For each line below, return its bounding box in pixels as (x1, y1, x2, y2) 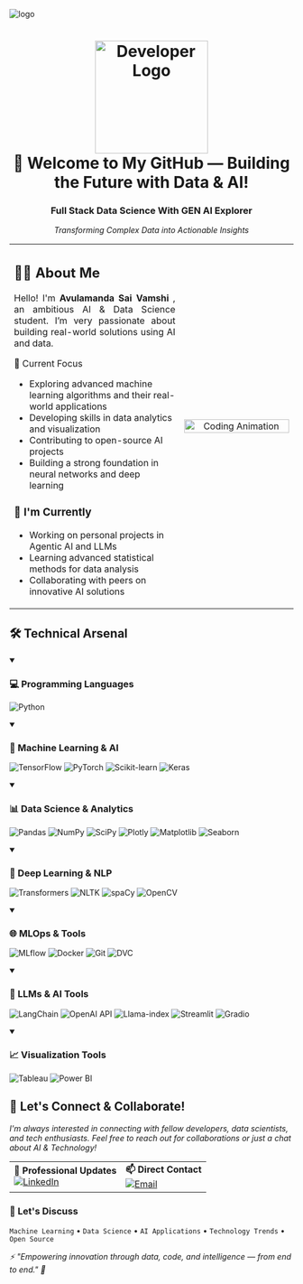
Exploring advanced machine (29, 377, 153, 390)
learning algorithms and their (29, 388, 151, 401)
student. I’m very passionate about (14, 314, 176, 327)
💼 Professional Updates (14, 1165, 117, 1177)
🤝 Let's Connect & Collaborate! (9, 1099, 186, 1114)
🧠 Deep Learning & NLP (9, 867, 113, 879)
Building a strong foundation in (29, 456, 160, 469)
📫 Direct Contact (124, 1163, 202, 1176)
